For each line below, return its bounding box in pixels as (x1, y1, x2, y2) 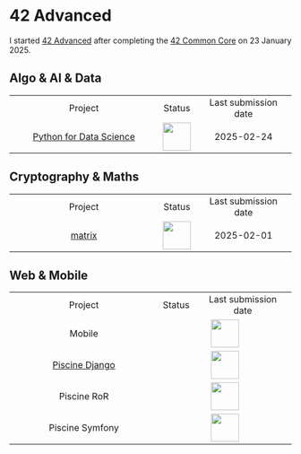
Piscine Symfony (48, 422, 119, 434)
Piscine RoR (58, 390, 109, 403)
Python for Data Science (32, 130, 136, 143)
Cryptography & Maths (9, 170, 140, 185)
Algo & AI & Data (9, 71, 102, 86)
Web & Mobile (9, 267, 89, 283)
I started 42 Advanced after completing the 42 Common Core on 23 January (9, 35, 292, 46)
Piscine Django (52, 359, 116, 371)
